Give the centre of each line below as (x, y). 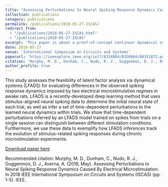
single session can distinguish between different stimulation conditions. (79, 123)
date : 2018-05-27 (23, 47)
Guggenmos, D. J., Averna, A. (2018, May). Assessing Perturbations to (77, 164)
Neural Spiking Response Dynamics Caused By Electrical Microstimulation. (82, 169)
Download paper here (27, 149)
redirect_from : (21, 29)
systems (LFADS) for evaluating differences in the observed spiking (74, 85)
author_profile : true (28, 66)
